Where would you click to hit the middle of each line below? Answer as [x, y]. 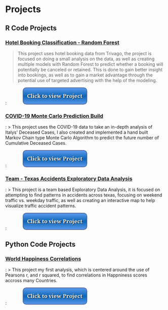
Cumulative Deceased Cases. [36, 143]
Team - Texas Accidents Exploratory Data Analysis [69, 179]
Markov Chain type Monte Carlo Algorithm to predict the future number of [82, 138]
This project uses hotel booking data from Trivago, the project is [85, 53]
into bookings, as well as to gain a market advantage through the [85, 75]
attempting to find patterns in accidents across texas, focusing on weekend [84, 195]
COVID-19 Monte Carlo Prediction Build [54, 116]
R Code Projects [31, 28]
